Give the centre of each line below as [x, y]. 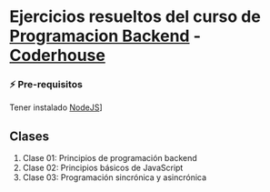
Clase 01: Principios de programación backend [110, 158]
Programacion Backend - [105, 36]
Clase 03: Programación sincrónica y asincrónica [115, 177]
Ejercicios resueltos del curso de [135, 17]
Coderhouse [58, 56]
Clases [30, 136]
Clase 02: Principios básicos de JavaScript [103, 168]
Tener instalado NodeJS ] [56, 107]
